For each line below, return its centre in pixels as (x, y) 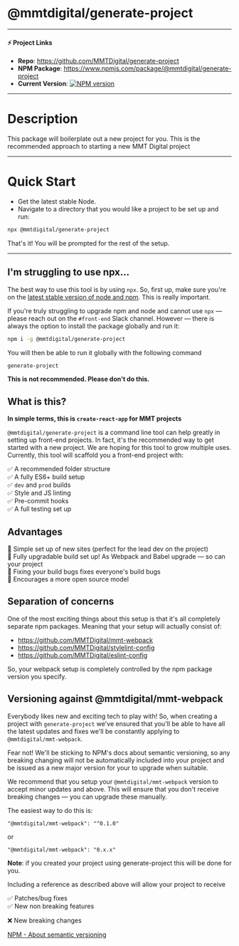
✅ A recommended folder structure (59, 469)
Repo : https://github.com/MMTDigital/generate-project (98, 61)
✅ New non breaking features (51, 906)
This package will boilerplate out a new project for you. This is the (104, 139)
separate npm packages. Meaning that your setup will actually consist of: (115, 626)
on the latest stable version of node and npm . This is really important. (109, 297)
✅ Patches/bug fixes (37, 898)
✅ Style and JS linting (39, 493)
